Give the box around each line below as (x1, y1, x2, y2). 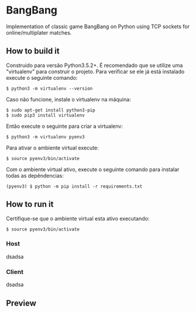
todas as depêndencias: (6, 172, 64, 179)
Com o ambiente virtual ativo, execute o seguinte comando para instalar (6, 165, 180, 173)
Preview (6, 298, 37, 308)
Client (6, 267, 23, 276)
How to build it (6, 46, 60, 56)
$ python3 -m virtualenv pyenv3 (6, 134, 85, 140)
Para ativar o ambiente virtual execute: (6, 144, 99, 151)
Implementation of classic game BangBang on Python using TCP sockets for (6, 23, 190, 30)
